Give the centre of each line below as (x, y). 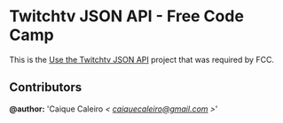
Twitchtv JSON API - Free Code (126, 16)
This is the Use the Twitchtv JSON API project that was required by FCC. (142, 59)
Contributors (46, 87)
